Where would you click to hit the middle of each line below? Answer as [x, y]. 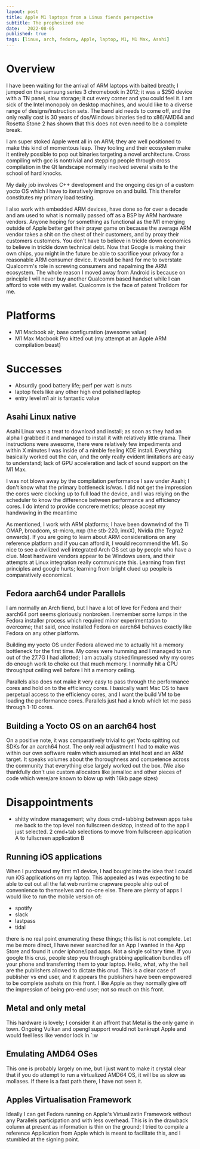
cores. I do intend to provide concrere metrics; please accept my [86, 506]
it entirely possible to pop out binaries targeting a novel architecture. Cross [98, 154]
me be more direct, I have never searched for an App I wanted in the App [96, 945]
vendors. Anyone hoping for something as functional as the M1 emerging [96, 221]
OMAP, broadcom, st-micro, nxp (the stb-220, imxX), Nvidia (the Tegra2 [95, 530]
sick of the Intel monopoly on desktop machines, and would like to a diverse [99, 104]
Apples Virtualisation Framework [69, 1100]
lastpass [25, 921]
